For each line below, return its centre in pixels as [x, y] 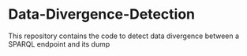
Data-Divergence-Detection [102, 14]
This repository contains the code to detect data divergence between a [123, 36]
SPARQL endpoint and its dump [59, 44]
